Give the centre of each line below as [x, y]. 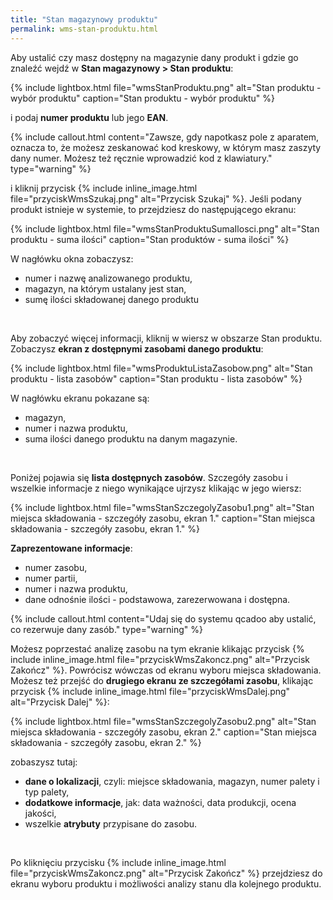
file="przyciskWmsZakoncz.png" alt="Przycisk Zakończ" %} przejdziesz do [166, 873]
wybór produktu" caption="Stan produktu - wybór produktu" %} [142, 98]
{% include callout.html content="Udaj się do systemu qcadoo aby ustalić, [163, 618]
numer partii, [51, 578]
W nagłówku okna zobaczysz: [72, 258]
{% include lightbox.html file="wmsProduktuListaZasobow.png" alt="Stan [161, 368]
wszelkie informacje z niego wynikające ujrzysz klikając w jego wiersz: [156, 488]
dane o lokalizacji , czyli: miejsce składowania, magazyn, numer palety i [172, 781]
